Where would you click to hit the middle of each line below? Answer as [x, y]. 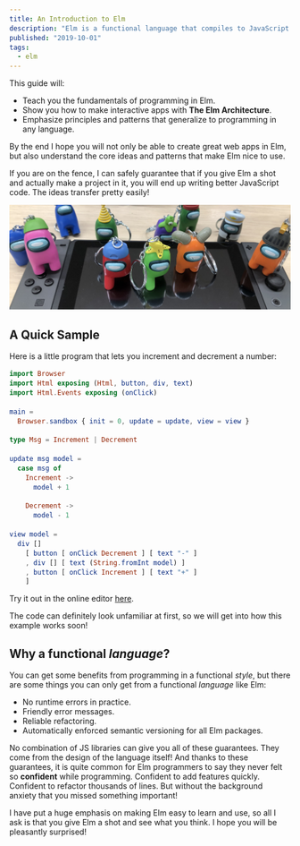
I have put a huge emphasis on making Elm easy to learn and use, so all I [143, 813]
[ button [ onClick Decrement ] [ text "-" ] [112, 553]
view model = [33, 534]
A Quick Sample [54, 334]
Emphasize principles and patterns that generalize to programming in [149, 120]
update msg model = [46, 459]
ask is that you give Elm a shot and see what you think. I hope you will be [143, 823]
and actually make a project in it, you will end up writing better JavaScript [144, 183]
